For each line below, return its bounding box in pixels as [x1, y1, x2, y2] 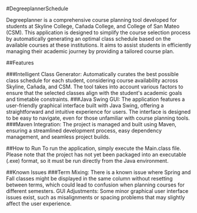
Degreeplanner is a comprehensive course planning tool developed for [6, 17, 178, 23]
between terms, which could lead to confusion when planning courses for [6, 181, 185, 188]
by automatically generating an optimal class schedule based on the [6, 35, 171, 42]
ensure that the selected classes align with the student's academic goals [6, 90, 182, 96]
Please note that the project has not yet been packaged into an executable [6, 151, 186, 158]
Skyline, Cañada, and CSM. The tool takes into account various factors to [6, 83, 183, 90]
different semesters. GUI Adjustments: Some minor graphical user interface [6, 188, 189, 194]
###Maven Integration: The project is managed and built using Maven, [6, 121, 176, 127]
